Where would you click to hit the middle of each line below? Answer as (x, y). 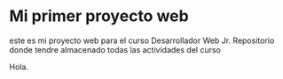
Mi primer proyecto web (99, 16)
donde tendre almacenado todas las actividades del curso (115, 49)
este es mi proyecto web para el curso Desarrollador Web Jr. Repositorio (142, 40)
